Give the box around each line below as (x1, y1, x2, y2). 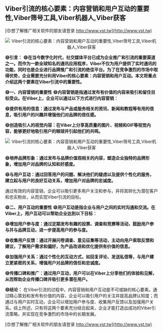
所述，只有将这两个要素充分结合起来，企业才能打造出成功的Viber (21, 305, 152, 311)
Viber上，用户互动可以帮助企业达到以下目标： (5, 210, 98, 216)
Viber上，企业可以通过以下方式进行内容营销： (26, 95, 119, 101)
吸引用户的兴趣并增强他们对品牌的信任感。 (13, 112, 98, 117)
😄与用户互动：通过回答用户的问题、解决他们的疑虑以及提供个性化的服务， (5, 171, 154, 177)
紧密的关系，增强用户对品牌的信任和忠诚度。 (13, 260, 103, 266)
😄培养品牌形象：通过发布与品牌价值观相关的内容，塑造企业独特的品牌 (5, 155, 146, 161)
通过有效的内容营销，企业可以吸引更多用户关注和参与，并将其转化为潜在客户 (5, 188, 158, 194)
